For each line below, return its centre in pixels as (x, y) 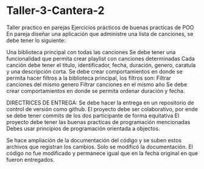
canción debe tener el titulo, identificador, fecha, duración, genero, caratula (101, 65)
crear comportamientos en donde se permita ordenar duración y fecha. (96, 91)
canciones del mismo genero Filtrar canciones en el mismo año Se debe (97, 84)
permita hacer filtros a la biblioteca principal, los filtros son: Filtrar (89, 78)
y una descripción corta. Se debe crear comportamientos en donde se (94, 71)
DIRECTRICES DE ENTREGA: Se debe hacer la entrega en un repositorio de (100, 102)
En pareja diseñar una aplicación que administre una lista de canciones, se (100, 33)
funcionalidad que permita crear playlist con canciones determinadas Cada (100, 58)
